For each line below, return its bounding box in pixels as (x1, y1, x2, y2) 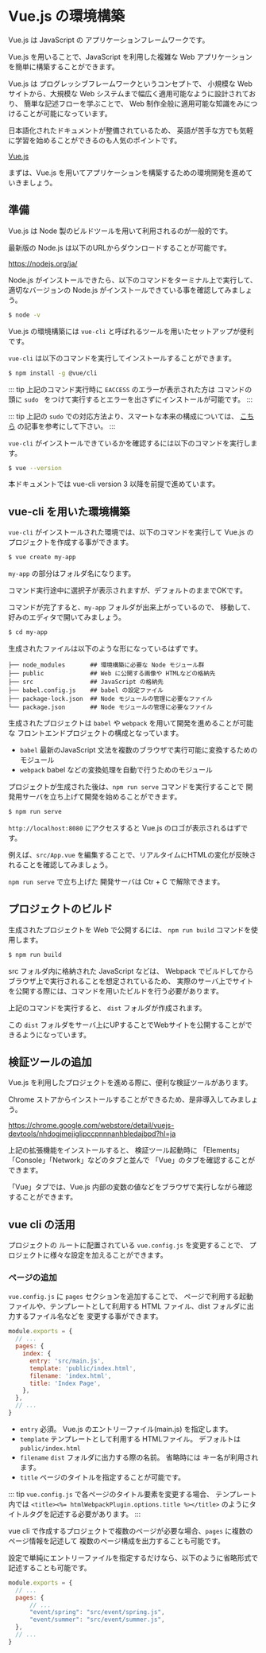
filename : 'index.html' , (29, 1371, 112, 1380)
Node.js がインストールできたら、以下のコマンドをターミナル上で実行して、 (8, 275, 258, 285)
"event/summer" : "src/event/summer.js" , (29, 1616, 165, 1624)
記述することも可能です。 (8, 1562, 91, 1572)
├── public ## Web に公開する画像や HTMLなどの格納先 (8, 669, 216, 677)
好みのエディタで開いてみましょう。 (8, 613, 125, 622)
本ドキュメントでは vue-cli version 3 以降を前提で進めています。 (8, 479, 220, 489)
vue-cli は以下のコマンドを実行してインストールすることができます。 (8, 353, 236, 363)
